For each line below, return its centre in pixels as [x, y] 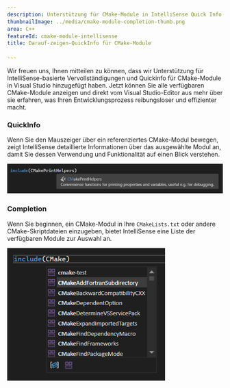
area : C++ [21, 29]
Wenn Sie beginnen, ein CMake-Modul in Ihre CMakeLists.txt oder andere [111, 224]
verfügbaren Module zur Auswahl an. [60, 238]
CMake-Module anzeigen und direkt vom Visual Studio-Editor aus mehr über [115, 93]
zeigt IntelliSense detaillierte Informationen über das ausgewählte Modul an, [114, 147]
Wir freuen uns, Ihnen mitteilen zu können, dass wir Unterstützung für [105, 71]
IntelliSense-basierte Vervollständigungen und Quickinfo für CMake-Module [114, 78]
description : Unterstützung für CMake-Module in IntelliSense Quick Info [115, 14]
